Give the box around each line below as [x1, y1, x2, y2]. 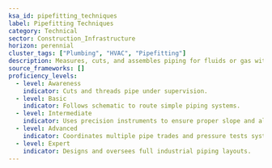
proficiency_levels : [8, 72, 79, 80]
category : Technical [8, 27, 79, 35]
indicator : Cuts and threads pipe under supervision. [23, 86, 208, 95]
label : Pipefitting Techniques [8, 19, 114, 27]
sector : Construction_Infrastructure [8, 34, 136, 43]
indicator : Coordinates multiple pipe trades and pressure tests [23, 132, 249, 140]
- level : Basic [15, 94, 67, 103]
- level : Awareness [15, 79, 82, 87]
